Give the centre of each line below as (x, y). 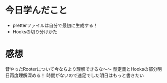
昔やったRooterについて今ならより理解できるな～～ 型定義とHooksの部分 (81, 69)
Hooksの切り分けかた (35, 31)
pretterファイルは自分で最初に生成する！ (55, 25)
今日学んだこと (36, 10)
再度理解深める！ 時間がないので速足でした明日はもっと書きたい (77, 75)
